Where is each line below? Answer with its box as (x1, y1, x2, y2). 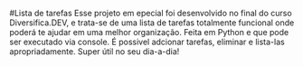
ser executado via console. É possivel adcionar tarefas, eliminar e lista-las (9, 36, 285, 47)
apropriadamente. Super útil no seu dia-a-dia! (9, 46, 180, 57)
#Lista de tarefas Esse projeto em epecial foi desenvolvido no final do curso (9, 8, 292, 18)
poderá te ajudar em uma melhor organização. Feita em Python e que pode (9, 27, 289, 37)
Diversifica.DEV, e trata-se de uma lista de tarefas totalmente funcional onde (9, 17, 295, 28)
